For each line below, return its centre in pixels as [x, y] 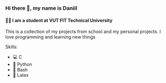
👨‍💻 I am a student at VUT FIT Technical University [59, 20]
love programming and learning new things [50, 37]
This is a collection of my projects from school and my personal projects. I [83, 32]
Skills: [11, 47]
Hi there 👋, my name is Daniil [41, 8]
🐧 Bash [20, 70]
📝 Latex [21, 75]
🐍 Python [22, 64]
